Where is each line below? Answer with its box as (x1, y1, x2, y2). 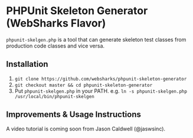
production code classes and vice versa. (6, 42, 105, 49)
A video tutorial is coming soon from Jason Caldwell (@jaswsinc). (6, 125, 166, 132)
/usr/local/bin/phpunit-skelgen (14, 93, 94, 99)
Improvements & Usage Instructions (6, 110, 142, 120)
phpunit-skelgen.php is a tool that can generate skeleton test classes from (6, 36, 187, 43)
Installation (6, 59, 48, 69)
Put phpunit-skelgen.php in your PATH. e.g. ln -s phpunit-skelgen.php (14, 87, 188, 95)
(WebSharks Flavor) (6, 16, 106, 30)
